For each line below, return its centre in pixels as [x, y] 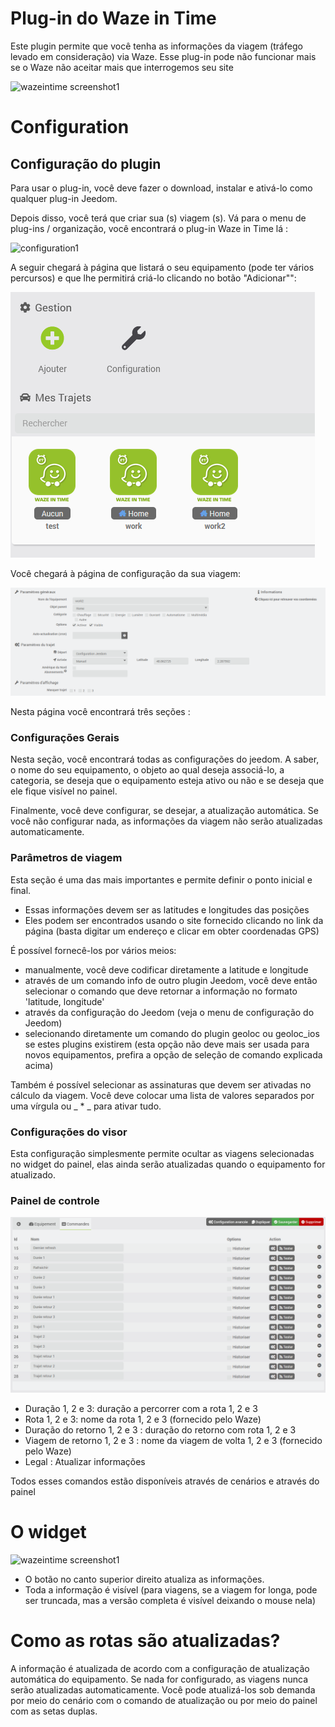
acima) [39, 1065]
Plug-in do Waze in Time [113, 18]
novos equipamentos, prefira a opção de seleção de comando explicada [173, 1054]
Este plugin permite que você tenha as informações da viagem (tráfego [156, 46]
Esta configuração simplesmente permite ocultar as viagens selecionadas [162, 1154]
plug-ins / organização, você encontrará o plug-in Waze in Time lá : [149, 228]
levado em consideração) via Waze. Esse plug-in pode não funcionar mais [163, 56]
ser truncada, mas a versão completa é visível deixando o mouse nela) [170, 1600]
